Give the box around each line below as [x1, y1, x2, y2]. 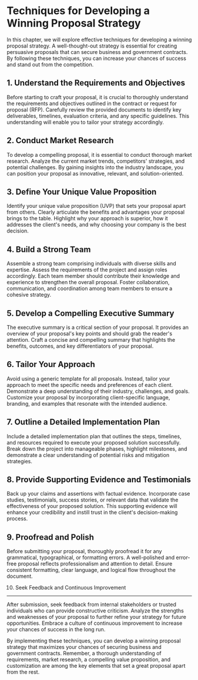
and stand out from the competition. [6, 60, 94, 68]
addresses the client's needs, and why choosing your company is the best [6, 221, 187, 228]
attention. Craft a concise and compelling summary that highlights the [6, 336, 176, 343]
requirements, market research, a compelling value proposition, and [6, 656, 171, 663]
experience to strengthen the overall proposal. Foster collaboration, [6, 279, 170, 286]
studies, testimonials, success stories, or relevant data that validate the [6, 496, 179, 503]
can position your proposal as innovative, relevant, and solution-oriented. [6, 170, 184, 177]
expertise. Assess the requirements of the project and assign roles [6, 266, 167, 274]
